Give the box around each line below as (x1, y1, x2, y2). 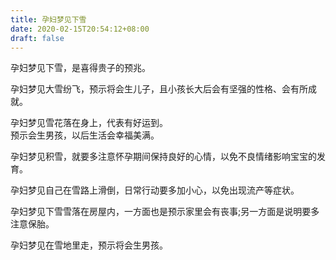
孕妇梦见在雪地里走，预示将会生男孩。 (10, 239, 168, 251)
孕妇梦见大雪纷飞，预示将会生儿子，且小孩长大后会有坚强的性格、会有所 (10, 83, 308, 95)
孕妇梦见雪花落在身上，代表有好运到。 (10, 117, 168, 129)
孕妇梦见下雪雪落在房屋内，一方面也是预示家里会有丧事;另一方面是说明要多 (10, 206, 320, 218)
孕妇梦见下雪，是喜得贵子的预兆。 (10, 62, 151, 74)
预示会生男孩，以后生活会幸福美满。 (10, 129, 160, 141)
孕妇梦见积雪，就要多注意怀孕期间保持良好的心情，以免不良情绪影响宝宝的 (10, 151, 317, 163)
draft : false (10, 33, 65, 43)
